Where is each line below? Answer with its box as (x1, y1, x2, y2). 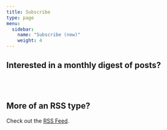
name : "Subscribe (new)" (17, 32, 81, 38)
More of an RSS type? (6, 101, 91, 111)
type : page (6, 15, 34, 21)
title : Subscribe (6, 9, 51, 15)
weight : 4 (17, 37, 43, 44)
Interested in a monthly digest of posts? (6, 60, 161, 71)
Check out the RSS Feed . (6, 117, 70, 124)
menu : (6, 20, 20, 26)
